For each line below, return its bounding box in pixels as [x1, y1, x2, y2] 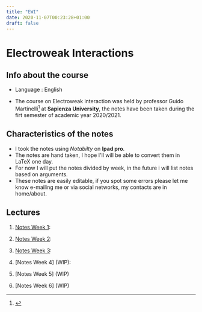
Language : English [14, 86, 63, 94]
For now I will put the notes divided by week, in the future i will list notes [14, 164, 194, 171]
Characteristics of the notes [6, 129, 114, 139]
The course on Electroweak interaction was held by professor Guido [14, 98, 184, 105]
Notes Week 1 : [14, 223, 51, 231]
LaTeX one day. [14, 158, 54, 165]
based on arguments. [14, 170, 68, 178]
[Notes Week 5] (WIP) [14, 270, 69, 278]
